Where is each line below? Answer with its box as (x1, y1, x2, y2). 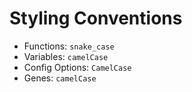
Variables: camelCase (23, 50, 109, 62)
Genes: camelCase (23, 72, 97, 84)
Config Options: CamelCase (23, 61, 132, 73)
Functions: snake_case (23, 40, 115, 52)
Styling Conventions (9, 7, 183, 30)
